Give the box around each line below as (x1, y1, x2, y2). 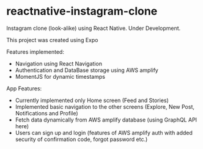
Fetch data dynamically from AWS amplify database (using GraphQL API (15, 116, 197, 123)
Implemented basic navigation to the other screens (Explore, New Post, (15, 103, 194, 111)
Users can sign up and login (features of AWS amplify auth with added (15, 129, 193, 136)
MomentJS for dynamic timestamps (15, 73, 106, 80)
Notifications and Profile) (15, 109, 78, 117)
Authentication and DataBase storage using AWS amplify (15, 66, 159, 74)
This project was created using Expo (6, 36, 98, 43)
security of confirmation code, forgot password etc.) (15, 136, 148, 143)
